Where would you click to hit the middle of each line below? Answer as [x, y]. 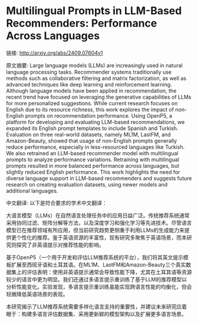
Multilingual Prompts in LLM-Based [94, 11]
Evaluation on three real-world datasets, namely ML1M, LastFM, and [88, 134]
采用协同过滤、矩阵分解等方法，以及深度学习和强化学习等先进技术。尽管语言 [99, 222]
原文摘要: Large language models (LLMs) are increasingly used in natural [94, 65]
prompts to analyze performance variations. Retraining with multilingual [93, 159]
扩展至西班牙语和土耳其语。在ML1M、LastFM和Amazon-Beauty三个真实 [98, 264]
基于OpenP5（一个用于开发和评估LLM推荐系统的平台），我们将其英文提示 [95, 257]
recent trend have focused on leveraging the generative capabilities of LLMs [99, 97]
